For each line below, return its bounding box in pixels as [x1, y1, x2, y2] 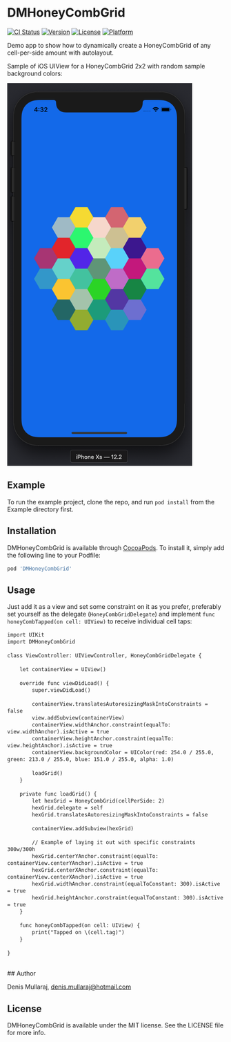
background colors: [7, 69, 63, 77]
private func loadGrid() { [19, 791, 97, 798]
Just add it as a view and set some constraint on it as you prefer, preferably [7, 603, 222, 611]
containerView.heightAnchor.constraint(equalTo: [32, 735, 174, 742]
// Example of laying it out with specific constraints [32, 839, 196, 846]
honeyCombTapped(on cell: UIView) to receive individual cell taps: [7, 617, 192, 625]
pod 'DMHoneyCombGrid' [7, 565, 72, 572]
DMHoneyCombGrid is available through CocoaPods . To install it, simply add [7, 543, 225, 551]
